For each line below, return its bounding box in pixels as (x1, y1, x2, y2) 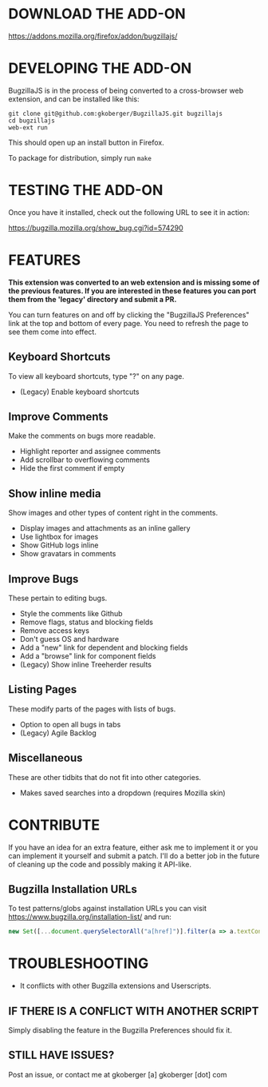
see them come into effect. (8, 327, 97, 336)
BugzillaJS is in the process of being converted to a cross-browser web (8, 86, 244, 95)
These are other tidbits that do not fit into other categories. (8, 772, 202, 782)
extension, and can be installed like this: (8, 94, 140, 104)
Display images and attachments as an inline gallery (19, 524, 191, 533)
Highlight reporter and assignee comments (19, 447, 161, 456)
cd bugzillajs (8, 117, 56, 125)
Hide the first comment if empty (19, 464, 125, 473)
